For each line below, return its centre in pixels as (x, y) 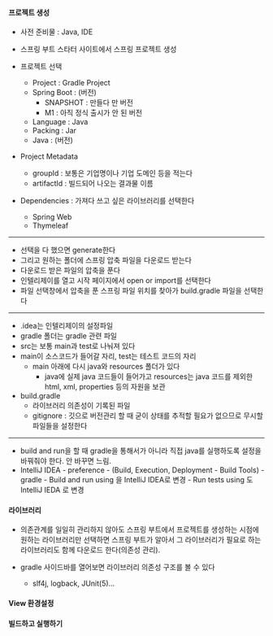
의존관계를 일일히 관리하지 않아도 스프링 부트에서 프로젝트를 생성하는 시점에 (140, 529)
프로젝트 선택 (41, 67)
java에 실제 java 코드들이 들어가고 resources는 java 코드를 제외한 (149, 377)
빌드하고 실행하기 (36, 623)
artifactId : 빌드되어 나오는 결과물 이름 (93, 184)
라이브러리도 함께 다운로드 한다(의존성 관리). (90, 550)
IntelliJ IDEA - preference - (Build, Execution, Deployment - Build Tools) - (142, 470)
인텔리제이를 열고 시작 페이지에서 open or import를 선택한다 (115, 281)
